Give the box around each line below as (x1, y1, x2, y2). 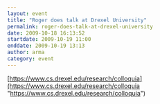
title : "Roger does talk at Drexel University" (7, 17, 148, 24)
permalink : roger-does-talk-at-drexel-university (7, 23, 154, 30)
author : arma (7, 49, 45, 56)
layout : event (7, 10, 48, 17)
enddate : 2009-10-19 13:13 (7, 42, 85, 49)
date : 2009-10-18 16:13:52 (7, 29, 85, 37)
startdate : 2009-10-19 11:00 (7, 36, 91, 43)
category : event (7, 55, 54, 62)
